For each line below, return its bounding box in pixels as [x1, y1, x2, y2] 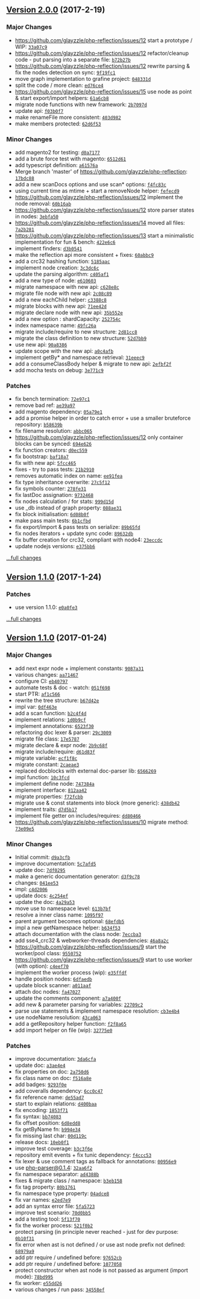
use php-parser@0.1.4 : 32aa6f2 [14, 1164, 92, 1172]
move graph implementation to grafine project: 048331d [14, 75, 151, 82]
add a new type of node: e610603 [14, 277, 96, 284]
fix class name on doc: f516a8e [14, 1075, 92, 1082]
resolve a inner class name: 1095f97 [14, 911, 104, 918]
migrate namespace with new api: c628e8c [14, 283, 119, 290]
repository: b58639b [14, 421, 63, 428]
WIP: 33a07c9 [14, 43, 48, 50]
